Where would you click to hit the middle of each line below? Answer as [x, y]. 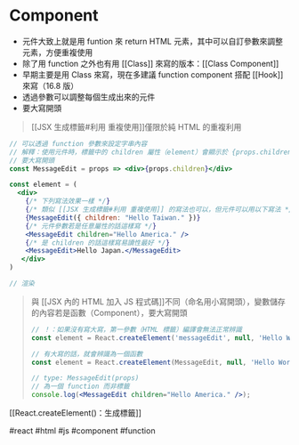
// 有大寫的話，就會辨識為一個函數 [87, 354]
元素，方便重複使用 [57, 52]
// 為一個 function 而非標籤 [81, 387]
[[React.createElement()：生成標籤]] [76, 413]
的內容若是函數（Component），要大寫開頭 [109, 312]
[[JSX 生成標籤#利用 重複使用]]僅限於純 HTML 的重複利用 [136, 126]
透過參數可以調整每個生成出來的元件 [89, 97]
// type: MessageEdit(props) [85, 378]
